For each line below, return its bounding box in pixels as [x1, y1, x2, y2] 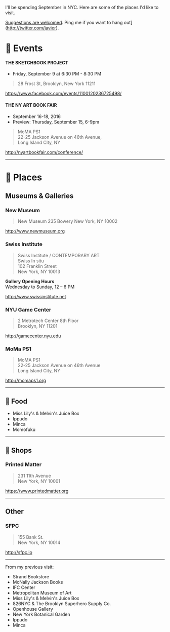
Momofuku [12, 426, 35, 432]
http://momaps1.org [5, 377, 47, 384]
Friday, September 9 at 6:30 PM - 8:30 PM [12, 71, 102, 77]
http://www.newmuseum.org [5, 228, 65, 234]
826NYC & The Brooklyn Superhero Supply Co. [12, 600, 111, 607]
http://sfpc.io [5, 549, 33, 555]
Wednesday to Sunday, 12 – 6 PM [5, 284, 75, 290]
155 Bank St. [17, 534, 44, 540]
